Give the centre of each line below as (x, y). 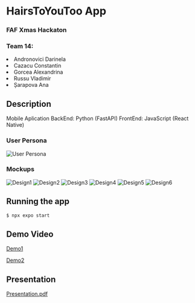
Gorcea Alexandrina (39, 72)
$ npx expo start (28, 215)
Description (29, 104)
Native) (15, 125)
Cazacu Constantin (38, 66)
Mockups (21, 169)
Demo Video (30, 234)
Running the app (38, 201)
